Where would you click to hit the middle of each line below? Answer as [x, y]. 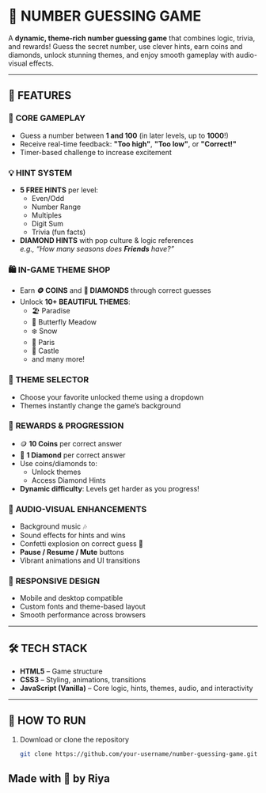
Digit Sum [47, 223]
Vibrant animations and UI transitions [80, 560]
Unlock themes [56, 472]
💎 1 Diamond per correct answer [72, 455]
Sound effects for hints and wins [72, 535]
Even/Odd [48, 198]
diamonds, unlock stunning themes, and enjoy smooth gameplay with [122, 55]
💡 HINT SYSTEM [40, 173]
